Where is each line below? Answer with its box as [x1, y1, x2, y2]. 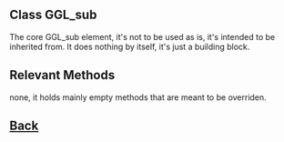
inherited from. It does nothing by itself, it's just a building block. [9, 41, 250, 52]
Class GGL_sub [9, 7, 97, 23]
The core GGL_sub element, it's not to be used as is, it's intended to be [9, 31, 276, 42]
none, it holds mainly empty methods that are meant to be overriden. [9, 91, 267, 103]
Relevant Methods [9, 67, 116, 83]
